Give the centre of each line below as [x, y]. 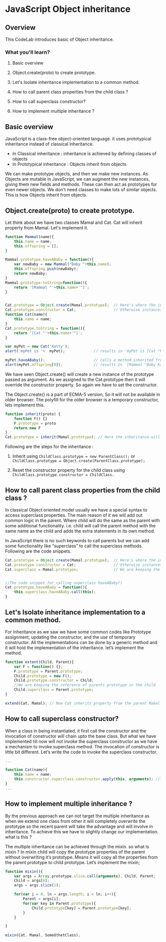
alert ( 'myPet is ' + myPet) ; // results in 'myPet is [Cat [80, 351]
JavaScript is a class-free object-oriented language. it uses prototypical [78, 139]
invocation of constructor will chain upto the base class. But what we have [81, 736]
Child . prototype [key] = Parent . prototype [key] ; [82, 908]
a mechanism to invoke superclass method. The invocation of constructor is [82, 746]
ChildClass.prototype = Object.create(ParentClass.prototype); [79, 461]
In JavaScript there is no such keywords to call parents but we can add [77, 540]
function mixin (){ [24, 871]
